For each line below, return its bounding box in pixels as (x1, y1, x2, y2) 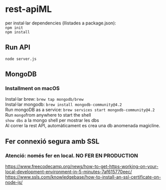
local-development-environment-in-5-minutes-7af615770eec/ (5, 169, 132, 175)
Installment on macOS (5, 85, 60, 92)
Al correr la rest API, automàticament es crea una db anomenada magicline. (5, 123, 161, 129)
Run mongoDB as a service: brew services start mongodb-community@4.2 (5, 107, 155, 113)
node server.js (5, 56, 37, 61)
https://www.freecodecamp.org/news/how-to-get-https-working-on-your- (5, 164, 159, 170)
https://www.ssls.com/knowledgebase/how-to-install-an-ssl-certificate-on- (5, 174, 161, 180)
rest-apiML (5, 3, 52, 15)
